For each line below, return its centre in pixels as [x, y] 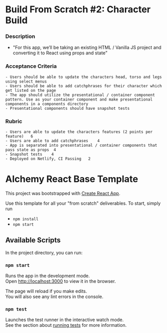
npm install [25, 219]
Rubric [14, 121]
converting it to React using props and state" [60, 53]
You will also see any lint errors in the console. [54, 297]
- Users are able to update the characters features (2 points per [79, 132]
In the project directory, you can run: [44, 252]
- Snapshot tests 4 [30, 154]
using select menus [26, 81]
